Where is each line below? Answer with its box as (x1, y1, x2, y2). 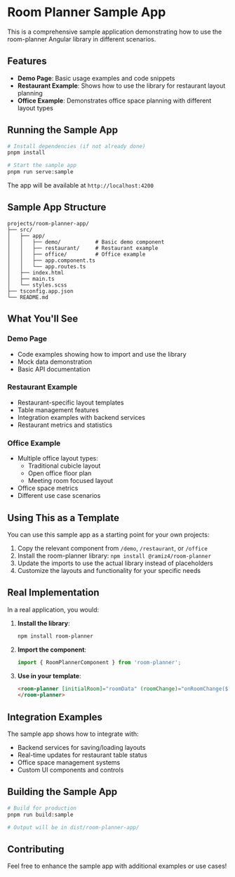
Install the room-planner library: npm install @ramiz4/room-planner (17, 551, 212, 560)
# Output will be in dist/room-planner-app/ (7, 824, 140, 831)
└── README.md (7, 294, 49, 301)
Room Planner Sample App (7, 4, 166, 20)
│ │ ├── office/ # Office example (7, 251, 146, 258)
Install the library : (17, 619, 70, 627)
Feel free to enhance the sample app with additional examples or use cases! (7, 862, 227, 871)
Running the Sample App (7, 124, 118, 136)
